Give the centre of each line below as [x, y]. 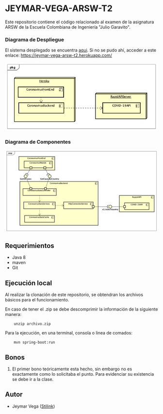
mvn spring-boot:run [34, 343]
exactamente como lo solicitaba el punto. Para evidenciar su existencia [83, 374]
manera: [13, 315]
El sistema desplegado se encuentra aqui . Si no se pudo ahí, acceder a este [81, 50]
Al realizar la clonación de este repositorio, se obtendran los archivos [74, 295]
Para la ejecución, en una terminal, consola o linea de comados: [69, 333]
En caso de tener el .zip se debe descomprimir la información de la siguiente [81, 309]
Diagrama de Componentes [38, 142]
